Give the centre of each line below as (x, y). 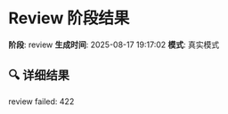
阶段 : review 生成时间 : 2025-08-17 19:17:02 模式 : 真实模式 (114, 45)
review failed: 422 (41, 101)
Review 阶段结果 (69, 18)
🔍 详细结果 (39, 75)
